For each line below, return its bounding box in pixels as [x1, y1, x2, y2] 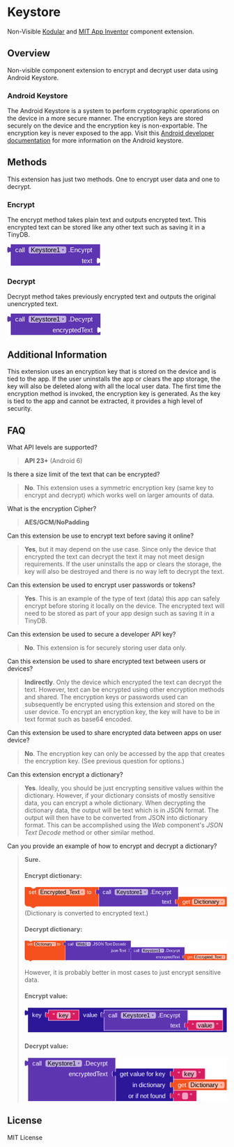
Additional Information [7, 349, 107, 360]
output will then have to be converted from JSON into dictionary [24, 814, 208, 822]
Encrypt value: [24, 992, 68, 1000]
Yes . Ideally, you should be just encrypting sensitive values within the [24, 784, 224, 792]
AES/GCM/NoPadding [24, 518, 89, 526]
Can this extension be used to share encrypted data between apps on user [7, 729, 222, 737]
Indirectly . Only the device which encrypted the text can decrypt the [24, 678, 222, 687]
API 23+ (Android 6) [24, 457, 83, 465]
